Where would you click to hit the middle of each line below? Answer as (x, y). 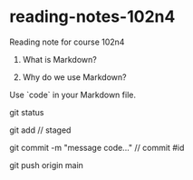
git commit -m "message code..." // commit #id (97, 147)
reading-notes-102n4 (92, 17)
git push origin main (47, 165)
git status (27, 112)
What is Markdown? (59, 59)
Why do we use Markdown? (74, 77)
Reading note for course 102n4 (67, 42)
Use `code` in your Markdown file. (72, 95)
